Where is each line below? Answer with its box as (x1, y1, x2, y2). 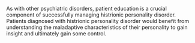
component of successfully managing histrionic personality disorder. (6, 11, 176, 18)
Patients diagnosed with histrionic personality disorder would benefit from (6, 18, 190, 24)
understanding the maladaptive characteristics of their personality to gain (6, 24, 188, 31)
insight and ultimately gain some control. (6, 30, 107, 37)
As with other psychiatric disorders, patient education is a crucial (6, 5, 167, 12)
